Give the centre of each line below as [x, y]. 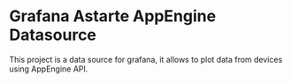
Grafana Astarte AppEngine [113, 16]
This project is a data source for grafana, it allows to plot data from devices [146, 59]
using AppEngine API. [49, 69]
